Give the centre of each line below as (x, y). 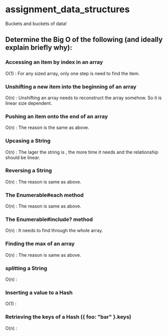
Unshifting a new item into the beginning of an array (71, 86)
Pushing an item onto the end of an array (57, 116)
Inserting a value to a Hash (39, 293)
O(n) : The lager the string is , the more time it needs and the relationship (82, 152)
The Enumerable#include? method (49, 219)
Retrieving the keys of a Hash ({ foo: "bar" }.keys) (68, 317)
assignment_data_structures (68, 9)
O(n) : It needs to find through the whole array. (54, 231)
